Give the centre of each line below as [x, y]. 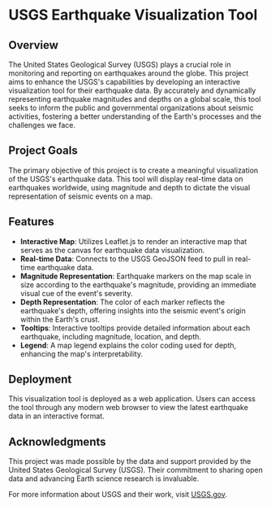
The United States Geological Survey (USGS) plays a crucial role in [120, 64]
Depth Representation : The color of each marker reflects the [123, 302]
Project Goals [43, 151]
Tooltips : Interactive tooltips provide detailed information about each [135, 328]
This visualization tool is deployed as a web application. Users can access [132, 399]
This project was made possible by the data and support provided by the [130, 461]
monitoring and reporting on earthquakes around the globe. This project [129, 73]
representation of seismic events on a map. [81, 196]
